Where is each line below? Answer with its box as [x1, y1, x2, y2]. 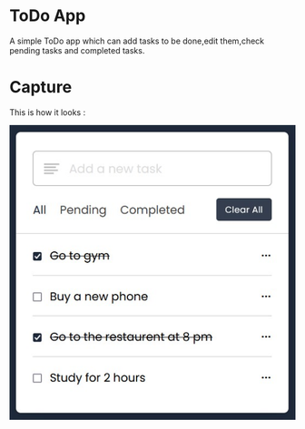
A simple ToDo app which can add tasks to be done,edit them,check [9, 35, 265, 46]
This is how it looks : [9, 106, 86, 118]
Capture [9, 77, 73, 98]
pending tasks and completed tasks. [9, 44, 145, 55]
